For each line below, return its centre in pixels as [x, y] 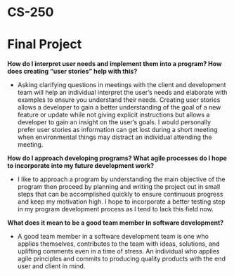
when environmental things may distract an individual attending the [115, 137]
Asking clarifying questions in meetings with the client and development [122, 85]
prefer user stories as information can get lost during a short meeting [117, 130]
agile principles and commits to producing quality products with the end [122, 259]
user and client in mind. [51, 266]
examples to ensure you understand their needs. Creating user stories [119, 100]
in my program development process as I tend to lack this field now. [115, 209]
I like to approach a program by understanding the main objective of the [121, 179]
